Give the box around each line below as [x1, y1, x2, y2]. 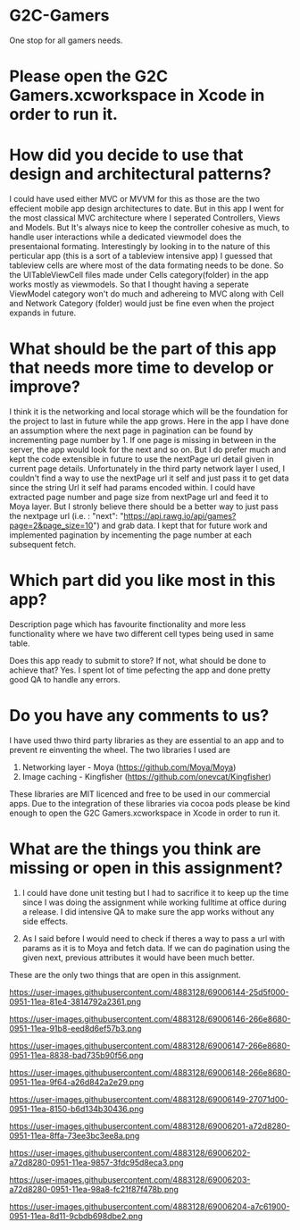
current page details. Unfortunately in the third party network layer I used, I [9, 464, 286, 473]
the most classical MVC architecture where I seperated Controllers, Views [9, 213, 280, 223]
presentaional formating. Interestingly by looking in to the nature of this [9, 241, 271, 252]
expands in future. [9, 307, 77, 318]
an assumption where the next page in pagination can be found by [9, 425, 254, 436]
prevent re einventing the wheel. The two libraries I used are [9, 744, 230, 755]
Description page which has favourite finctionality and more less [9, 618, 246, 630]
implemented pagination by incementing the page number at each [9, 530, 253, 540]
